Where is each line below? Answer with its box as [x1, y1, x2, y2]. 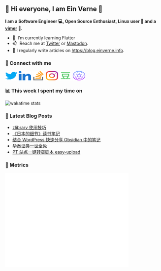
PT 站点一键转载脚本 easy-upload [12, 149, 81, 155]
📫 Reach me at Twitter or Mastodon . [12, 40, 89, 46]
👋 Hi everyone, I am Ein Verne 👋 [5, 5, 103, 13]
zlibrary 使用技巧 [12, 124, 47, 130]
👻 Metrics [5, 162, 29, 168]
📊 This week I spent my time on [5, 87, 83, 94]
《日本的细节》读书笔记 [12, 131, 60, 136]
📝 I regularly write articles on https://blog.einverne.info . [12, 47, 125, 53]
